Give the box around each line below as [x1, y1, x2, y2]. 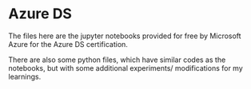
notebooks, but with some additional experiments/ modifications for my [8, 63, 244, 72]
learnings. [8, 72, 42, 81]
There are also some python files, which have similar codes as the [8, 55, 226, 64]
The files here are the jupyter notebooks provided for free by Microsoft [8, 31, 241, 41]
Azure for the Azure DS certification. [8, 39, 128, 48]
